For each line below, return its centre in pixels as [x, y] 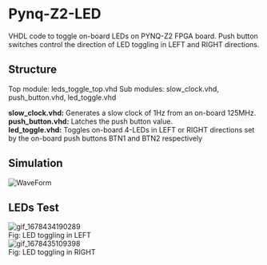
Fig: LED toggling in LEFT [50, 235]
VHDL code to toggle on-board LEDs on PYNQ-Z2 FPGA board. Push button [133, 36]
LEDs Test [34, 207]
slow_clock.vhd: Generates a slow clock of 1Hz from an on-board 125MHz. [132, 113]
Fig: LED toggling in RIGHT [52, 252]
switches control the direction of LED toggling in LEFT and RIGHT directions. [134, 44]
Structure [33, 70]
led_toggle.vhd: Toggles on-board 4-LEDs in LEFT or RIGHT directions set [132, 129]
